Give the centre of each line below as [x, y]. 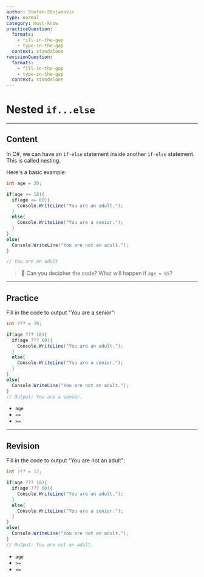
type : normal [23, 18]
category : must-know [32, 23]
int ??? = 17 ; [24, 472]
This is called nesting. [33, 160]
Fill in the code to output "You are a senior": [61, 312]
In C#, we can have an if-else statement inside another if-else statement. [100, 154]
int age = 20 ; [24, 183]
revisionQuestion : [29, 57]
